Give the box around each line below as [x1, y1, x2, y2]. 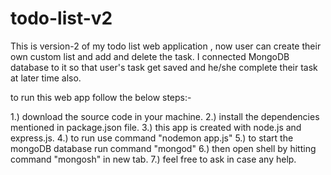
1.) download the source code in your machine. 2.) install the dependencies [10, 110, 320, 122]
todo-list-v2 [10, 7, 113, 30]
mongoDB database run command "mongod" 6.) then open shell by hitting [10, 142, 317, 154]
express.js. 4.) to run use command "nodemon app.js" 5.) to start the [10, 132, 294, 144]
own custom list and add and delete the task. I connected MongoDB [10, 50, 290, 62]
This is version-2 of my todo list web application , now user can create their [10, 40, 322, 52]
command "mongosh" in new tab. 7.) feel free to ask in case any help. [10, 153, 297, 165]
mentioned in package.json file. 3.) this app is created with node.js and [10, 121, 302, 133]
